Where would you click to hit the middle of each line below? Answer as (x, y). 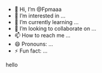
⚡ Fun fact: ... (31, 51)
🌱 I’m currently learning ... (46, 22)
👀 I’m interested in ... (40, 16)
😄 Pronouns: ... (34, 44)
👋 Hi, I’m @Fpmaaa (38, 9)
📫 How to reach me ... (42, 35)
